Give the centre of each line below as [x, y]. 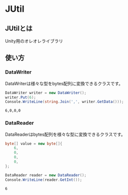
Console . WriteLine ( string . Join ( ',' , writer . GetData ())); [64, 102]
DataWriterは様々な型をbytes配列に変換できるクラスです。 [64, 83]
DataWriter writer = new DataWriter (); [46, 93]
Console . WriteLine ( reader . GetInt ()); [44, 180]
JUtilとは [19, 28]
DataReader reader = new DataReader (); [46, 175]
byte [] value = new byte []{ [34, 144]
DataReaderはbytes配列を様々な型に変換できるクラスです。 [65, 134]
